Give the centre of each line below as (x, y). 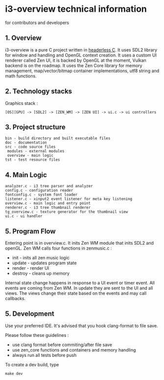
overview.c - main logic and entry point (48, 203)
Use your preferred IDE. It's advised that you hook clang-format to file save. (82, 326)
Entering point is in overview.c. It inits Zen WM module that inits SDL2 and (80, 243)
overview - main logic (30, 155)
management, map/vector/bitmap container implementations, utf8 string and (82, 71)
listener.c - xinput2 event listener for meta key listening (69, 199)
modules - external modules (36, 151)
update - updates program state (44, 263)
